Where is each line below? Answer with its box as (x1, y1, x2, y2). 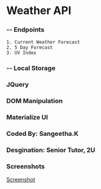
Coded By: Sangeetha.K (6, 129, 79, 138)
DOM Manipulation (6, 97, 63, 105)
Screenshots (6, 162, 45, 171)
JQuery (6, 80, 29, 89)
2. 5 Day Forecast (6, 45, 53, 51)
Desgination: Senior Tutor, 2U (6, 146, 96, 154)
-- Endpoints (6, 26, 44, 34)
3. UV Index (6, 50, 37, 56)
